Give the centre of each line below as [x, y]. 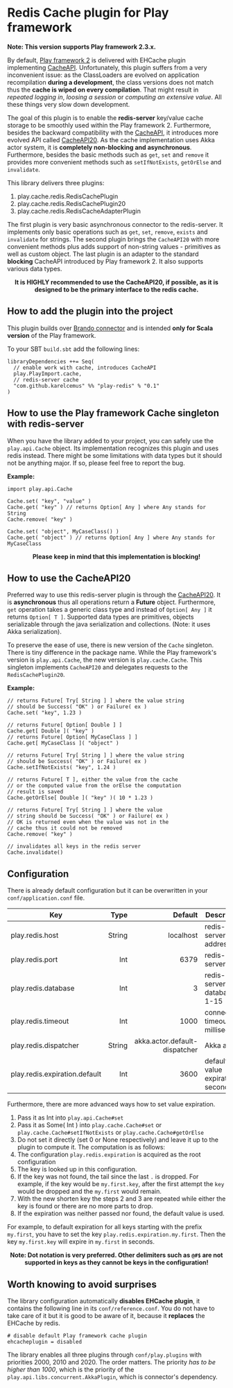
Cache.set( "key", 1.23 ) [44, 713]
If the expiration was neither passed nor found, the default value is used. [121, 1214]
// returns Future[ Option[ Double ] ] [65, 725]
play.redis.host [35, 936]
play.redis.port [34, 960]
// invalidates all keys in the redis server [74, 847]
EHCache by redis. [34, 1323]
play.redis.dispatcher [45, 1045]
